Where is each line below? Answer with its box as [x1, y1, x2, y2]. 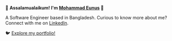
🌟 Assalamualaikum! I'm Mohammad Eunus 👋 [5, 5, 104, 11]
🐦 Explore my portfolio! [5, 30, 55, 36]
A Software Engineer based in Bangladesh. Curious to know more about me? [5, 15, 167, 20]
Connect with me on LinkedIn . [5, 20, 69, 26]
